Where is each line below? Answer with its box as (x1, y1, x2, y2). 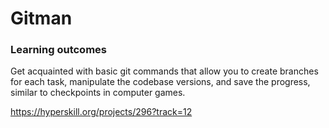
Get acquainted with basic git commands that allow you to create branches (10, 65, 319, 77)
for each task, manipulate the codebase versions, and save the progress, (10, 76, 311, 88)
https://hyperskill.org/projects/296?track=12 (10, 106, 193, 118)
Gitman (10, 7, 73, 30)
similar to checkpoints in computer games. (10, 87, 186, 99)
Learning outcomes (10, 43, 107, 57)
